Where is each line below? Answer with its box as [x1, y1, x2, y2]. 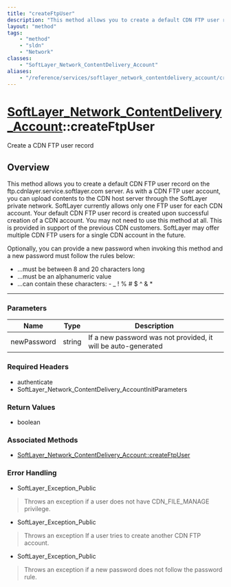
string [63, 337, 82, 347]
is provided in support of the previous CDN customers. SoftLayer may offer [7, 223, 220, 232]
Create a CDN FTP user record [7, 141, 94, 150]
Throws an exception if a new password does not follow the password [23, 565, 223, 573]
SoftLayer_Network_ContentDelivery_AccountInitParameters [16, 385, 188, 393]
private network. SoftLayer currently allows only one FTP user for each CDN [7, 201, 223, 210]
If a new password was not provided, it [88, 332, 213, 342]
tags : [7, 29, 23, 37]
